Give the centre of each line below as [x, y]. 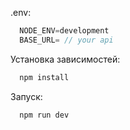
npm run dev [44, 115]
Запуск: [26, 96]
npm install [44, 77]
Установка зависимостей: [65, 59]
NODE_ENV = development [64, 31]
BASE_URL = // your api [66, 40]
